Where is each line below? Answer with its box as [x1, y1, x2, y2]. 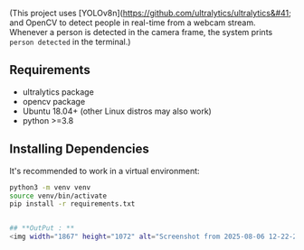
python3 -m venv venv [9, 182, 91, 192]
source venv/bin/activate [9, 191, 107, 200]
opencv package [22, 96, 86, 106]
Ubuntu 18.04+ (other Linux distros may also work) [22, 106, 213, 116]
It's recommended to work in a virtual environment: [9, 165, 201, 176]
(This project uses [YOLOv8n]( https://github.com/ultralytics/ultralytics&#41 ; [9, 8, 291, 18]
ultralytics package [22, 86, 95, 97]
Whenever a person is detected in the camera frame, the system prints [9, 27, 273, 37]
